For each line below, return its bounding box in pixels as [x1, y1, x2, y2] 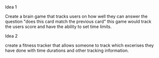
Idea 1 [5, 4, 17, 10]
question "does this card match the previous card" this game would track [5, 19, 152, 24]
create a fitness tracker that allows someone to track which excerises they [5, 43, 154, 48]
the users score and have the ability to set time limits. [5, 24, 112, 29]
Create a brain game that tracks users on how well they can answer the [5, 14, 148, 19]
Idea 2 [5, 33, 18, 39]
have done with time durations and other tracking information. [5, 48, 129, 53]
